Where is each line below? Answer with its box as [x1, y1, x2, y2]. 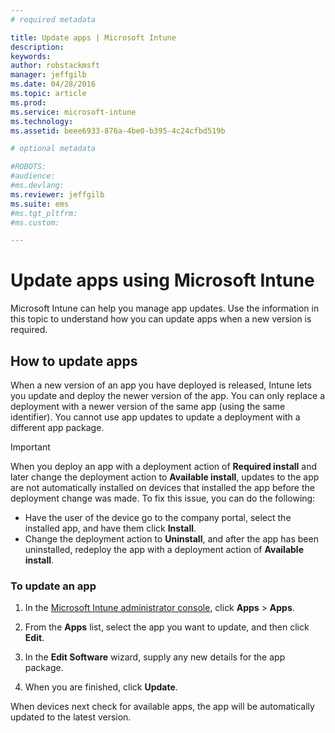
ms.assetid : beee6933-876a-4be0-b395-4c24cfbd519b [10, 126, 226, 136]
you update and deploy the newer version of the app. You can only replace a [10, 390, 326, 401]
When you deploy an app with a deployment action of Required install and [10, 461, 318, 472]
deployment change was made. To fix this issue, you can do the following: [10, 492, 316, 504]
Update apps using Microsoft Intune [10, 269, 315, 292]
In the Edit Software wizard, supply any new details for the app [24, 651, 286, 663]
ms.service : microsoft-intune [10, 107, 137, 117]
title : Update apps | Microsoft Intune [10, 32, 177, 43]
